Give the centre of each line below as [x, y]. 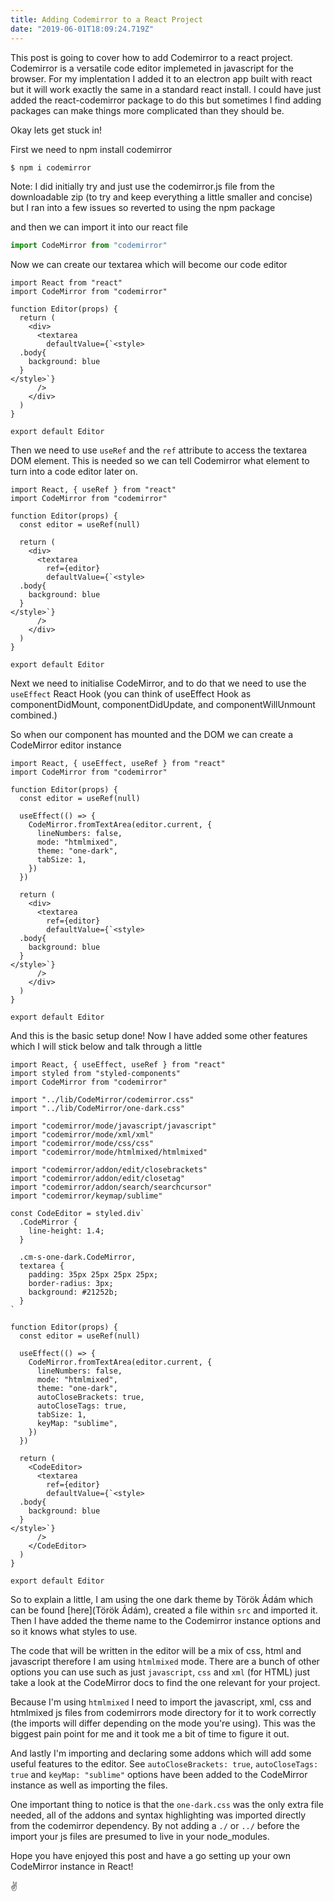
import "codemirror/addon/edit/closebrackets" [109, 1170]
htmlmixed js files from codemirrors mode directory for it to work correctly [163, 1713]
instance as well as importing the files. [89, 1785]
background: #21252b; [73, 1292]
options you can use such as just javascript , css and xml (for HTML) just [160, 1672]
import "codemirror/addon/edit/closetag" [98, 1179]
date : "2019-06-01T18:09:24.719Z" [82, 29]
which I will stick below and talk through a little [106, 1047]
